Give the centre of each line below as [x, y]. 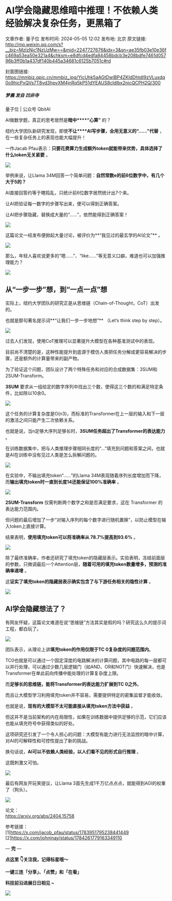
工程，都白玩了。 [23, 629]
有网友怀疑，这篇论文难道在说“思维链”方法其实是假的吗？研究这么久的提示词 [86, 622]
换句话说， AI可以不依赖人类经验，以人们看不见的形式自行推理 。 [73, 751]
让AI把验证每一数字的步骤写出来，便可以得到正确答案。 [63, 203]
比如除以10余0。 [31, 393]
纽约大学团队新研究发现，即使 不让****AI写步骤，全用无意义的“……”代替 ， [85, 131]
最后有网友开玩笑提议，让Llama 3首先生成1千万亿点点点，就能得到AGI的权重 [85, 783]
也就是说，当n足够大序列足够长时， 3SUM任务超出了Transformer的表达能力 [85, 431]
